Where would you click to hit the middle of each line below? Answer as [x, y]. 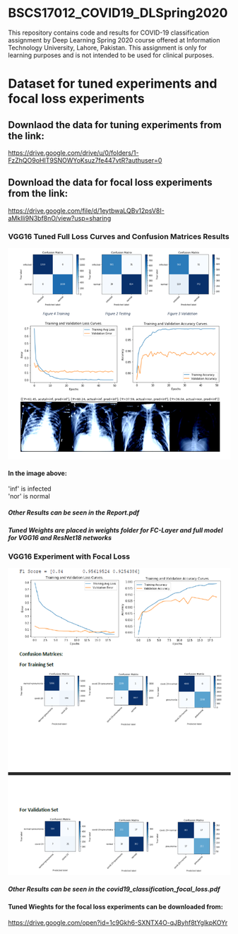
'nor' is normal [29, 496]
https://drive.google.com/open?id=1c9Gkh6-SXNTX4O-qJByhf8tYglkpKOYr [118, 922]
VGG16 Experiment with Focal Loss [69, 556]
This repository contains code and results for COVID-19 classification [108, 33]
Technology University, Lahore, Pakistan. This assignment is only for [108, 47]
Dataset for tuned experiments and [113, 84]
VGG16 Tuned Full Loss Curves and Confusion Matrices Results [119, 236]
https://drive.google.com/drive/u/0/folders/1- [73, 153]
